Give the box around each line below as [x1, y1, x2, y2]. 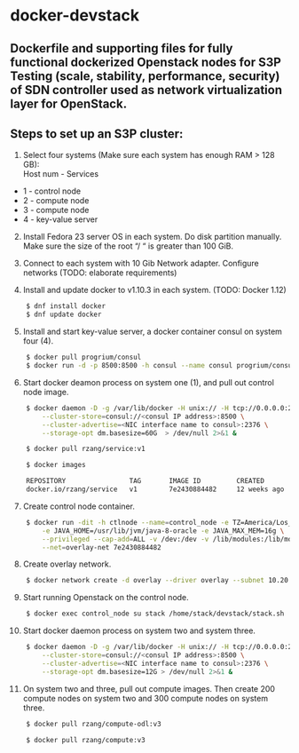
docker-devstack [10, 5, 140, 26]
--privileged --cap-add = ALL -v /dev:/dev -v [42, 535, 209, 543]
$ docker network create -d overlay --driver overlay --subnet [26, 576, 265, 585]
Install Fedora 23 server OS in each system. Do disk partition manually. [22, 232, 282, 242]
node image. [22, 386, 69, 397]
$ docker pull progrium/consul [26, 353, 142, 362]
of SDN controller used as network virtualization [10, 82, 283, 98]
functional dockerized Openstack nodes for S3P [10, 54, 282, 69]
